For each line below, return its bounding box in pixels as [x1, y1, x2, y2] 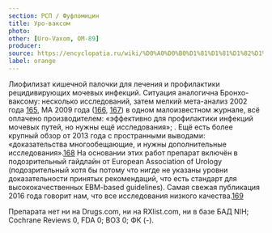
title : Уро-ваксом [8, 19, 70, 28]
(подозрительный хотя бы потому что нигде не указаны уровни [8, 165, 228, 175]
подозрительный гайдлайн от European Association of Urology [8, 156, 223, 166]
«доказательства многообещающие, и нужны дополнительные [8, 139, 227, 149]
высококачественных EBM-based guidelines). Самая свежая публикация [8, 182, 261, 192]
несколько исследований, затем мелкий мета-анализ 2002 [41, 96, 248, 106]
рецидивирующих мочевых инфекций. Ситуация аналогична [8, 87, 219, 97]
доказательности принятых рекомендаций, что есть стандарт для [8, 173, 237, 183]
